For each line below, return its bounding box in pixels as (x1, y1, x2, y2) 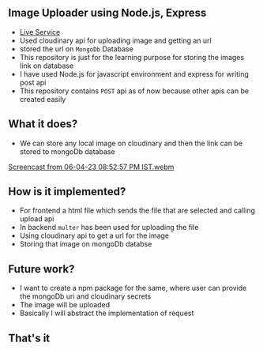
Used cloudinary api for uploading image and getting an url (19, 36, 212, 45)
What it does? (8, 118, 78, 131)
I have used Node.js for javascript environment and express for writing (19, 69, 249, 78)
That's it (8, 331, 51, 344)
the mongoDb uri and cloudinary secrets (19, 292, 152, 301)
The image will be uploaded (19, 300, 111, 310)
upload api (19, 214, 54, 224)
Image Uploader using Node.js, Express (8, 6, 207, 20)
